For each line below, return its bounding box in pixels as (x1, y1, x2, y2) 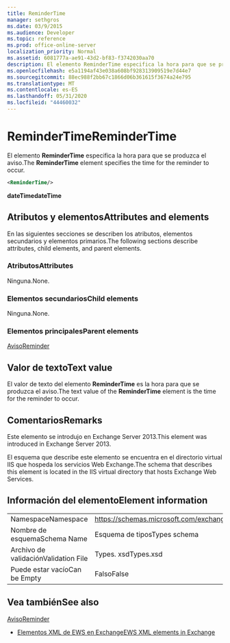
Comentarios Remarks (7, 414, 103, 426)
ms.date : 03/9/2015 (7, 23, 63, 29)
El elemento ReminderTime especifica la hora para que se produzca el (7, 151, 207, 160)
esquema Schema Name (10, 533, 88, 543)
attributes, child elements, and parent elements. (7, 244, 142, 252)
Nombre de (10, 525, 47, 535)
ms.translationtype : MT (7, 80, 75, 87)
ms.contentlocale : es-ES (7, 86, 78, 93)
